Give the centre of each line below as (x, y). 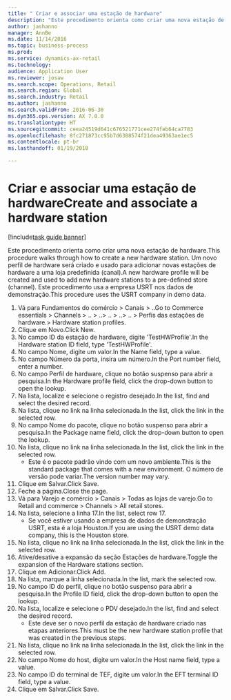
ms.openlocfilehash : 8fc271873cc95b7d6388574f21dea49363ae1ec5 (101, 135)
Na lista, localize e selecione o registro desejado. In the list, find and (113, 396)
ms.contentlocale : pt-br (43, 142)
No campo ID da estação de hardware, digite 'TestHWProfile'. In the (113, 337)
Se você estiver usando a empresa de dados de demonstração (117, 520)
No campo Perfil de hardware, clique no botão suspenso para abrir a (115, 373)
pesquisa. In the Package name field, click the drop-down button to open (120, 432)
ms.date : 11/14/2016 (38, 39)
